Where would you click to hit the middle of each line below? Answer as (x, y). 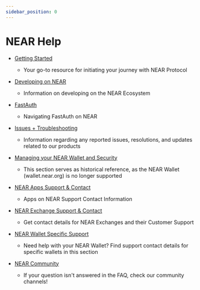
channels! (36, 281)
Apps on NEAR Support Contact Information (78, 199)
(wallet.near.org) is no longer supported (73, 175)
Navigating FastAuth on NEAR (60, 116)
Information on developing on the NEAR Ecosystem (87, 93)
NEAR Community (37, 263)
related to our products (52, 146)
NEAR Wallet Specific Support (52, 234)
